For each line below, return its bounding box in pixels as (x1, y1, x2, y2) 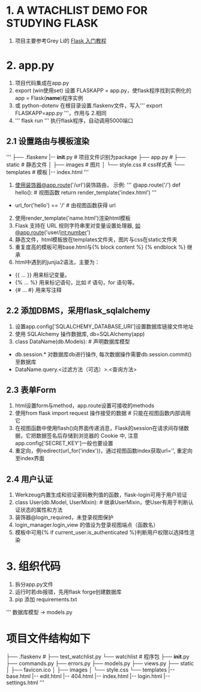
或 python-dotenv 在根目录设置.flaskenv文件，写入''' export (14, 102, 163, 109)
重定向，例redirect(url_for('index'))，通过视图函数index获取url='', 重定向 (14, 447, 193, 455)
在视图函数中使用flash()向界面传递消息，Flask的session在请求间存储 (14, 425, 184, 432)
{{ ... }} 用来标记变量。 (14, 271, 70, 278)
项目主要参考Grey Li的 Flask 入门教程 (14, 37, 107, 44)
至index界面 (14, 455, 45, 462)
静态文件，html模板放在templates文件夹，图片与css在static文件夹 (14, 235, 178, 243)
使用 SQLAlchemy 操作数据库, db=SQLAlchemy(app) (14, 330, 145, 337)
